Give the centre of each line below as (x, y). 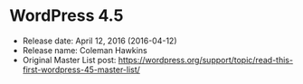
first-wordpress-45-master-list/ (81, 70)
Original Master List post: (69, 60)
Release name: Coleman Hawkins (85, 50)
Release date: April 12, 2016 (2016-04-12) (100, 41)
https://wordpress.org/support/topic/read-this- (206, 60)
